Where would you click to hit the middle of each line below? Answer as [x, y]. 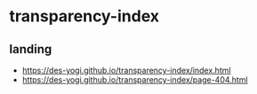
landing [31, 49]
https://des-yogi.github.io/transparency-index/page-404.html [135, 80]
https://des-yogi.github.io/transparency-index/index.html [126, 70]
